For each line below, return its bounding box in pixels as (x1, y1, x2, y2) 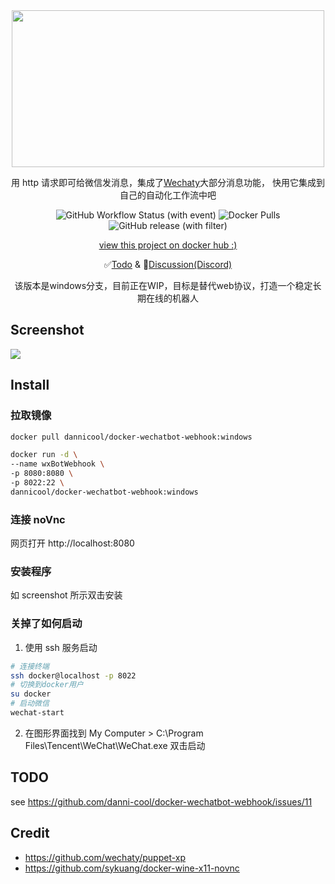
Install (10, 377, 50, 394)
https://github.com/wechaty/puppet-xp (24, 851, 187, 863)
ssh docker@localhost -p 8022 (10, 670, 137, 681)
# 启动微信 (10, 699, 50, 709)
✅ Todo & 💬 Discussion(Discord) (103, 259, 233, 270)
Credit (10, 825, 50, 842)
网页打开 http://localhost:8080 (10, 537, 135, 549)
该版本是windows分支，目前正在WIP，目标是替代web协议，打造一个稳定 (14, 280, 313, 291)
